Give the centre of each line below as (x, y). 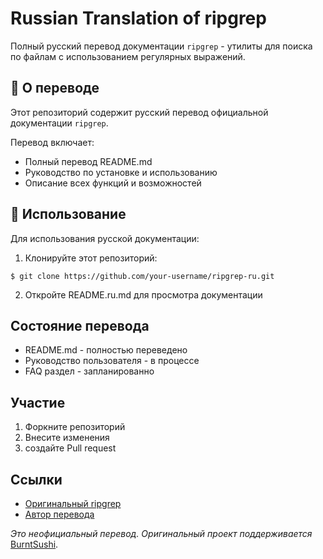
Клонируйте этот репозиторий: (91, 258)
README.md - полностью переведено (106, 350)
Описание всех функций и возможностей (113, 183)
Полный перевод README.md (88, 161)
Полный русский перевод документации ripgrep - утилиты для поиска (161, 46)
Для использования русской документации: (105, 238)
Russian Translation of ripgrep (138, 18)
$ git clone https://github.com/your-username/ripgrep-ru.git (142, 276)
